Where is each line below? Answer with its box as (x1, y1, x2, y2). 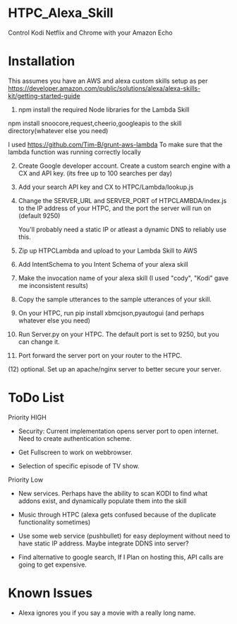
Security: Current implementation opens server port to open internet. (18, 427, 219, 435)
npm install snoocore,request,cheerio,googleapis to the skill (8, 119, 182, 127)
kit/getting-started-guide (8, 91, 80, 100)
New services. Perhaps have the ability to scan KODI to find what (18, 489, 207, 497)
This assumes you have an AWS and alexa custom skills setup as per (8, 76, 208, 85)
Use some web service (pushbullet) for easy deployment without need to (18, 531, 231, 540)
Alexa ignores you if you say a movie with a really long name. (18, 608, 196, 617)
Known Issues (8, 585, 93, 601)
